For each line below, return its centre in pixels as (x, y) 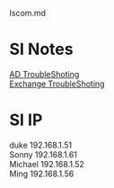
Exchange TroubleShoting (57, 84)
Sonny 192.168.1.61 (44, 154)
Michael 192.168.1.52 (47, 164)
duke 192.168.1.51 (41, 145)
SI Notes (41, 49)
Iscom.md (28, 13)
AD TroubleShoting (44, 74)
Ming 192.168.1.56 (42, 174)
